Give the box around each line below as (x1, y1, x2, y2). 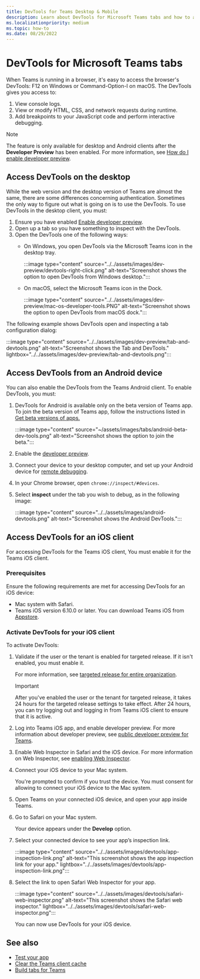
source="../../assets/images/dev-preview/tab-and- (66, 338, 190, 345)
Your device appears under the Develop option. (14, 825, 132, 833)
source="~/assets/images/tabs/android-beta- (75, 426, 188, 433)
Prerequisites (6, 569, 46, 578)
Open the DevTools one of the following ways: (14, 231, 128, 238)
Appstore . (14, 613, 40, 620)
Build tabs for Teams (14, 966, 66, 973)
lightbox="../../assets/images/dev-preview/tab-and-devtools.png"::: (6, 350, 171, 357)
